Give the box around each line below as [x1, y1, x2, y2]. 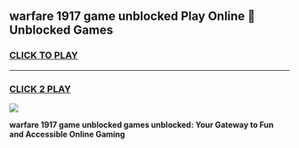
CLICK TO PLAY [9, 50, 78, 62]
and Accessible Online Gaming [9, 129, 125, 139]
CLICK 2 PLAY [9, 82, 71, 95]
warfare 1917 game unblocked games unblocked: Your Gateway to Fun [9, 119, 274, 129]
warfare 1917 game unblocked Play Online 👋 [9, 9, 256, 24]
